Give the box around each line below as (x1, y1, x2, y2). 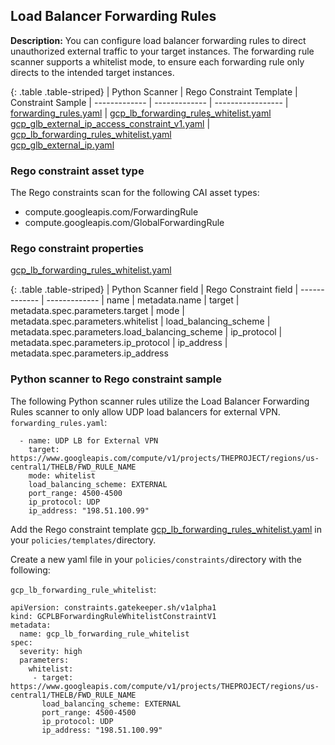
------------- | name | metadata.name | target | (46, 294, 240, 306)
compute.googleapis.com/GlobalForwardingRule (24, 217, 225, 229)
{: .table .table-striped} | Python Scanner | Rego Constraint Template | (10, 85, 298, 98)
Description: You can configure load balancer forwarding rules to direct (10, 34, 307, 46)
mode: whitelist (28, 470, 97, 481)
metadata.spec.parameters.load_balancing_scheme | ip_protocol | (10, 326, 283, 338)
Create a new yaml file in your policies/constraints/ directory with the (10, 553, 303, 565)
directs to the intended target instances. (10, 66, 175, 78)
